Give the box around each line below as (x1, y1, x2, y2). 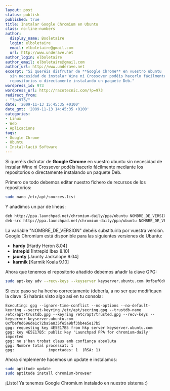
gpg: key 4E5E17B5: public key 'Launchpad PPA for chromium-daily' (5, 329, 151, 335)
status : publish (5, 12, 39, 17)
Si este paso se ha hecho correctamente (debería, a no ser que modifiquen (5, 288, 162, 294)
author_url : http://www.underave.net (5, 64, 85, 69)
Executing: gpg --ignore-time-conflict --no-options (5, 303, 119, 308)
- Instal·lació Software (5, 144, 58, 150)
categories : (5, 111, 30, 117)
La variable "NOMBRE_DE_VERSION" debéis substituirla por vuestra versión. (5, 227, 164, 233)
